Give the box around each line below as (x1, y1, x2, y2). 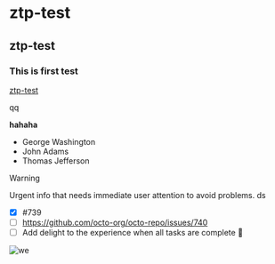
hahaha (9, 119, 38, 130)
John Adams (21, 146, 69, 156)
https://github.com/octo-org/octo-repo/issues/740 (21, 217, 208, 228)
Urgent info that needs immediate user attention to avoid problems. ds (9, 189, 266, 200)
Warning (9, 172, 40, 183)
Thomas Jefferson (21, 155, 91, 166)
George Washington (21, 136, 96, 147)
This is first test (9, 65, 78, 77)
